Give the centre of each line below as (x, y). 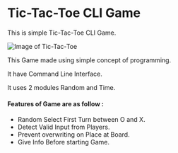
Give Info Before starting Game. (64, 142)
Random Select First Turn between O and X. (82, 120)
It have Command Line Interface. (55, 74)
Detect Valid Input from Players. (64, 127)
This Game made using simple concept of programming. (89, 60)
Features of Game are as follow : (55, 103)
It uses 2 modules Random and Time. (61, 87)
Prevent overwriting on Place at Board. (73, 135)
